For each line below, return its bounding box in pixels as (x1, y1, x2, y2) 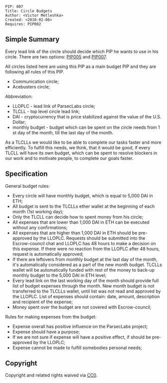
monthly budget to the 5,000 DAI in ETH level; (12, 272, 107, 278)
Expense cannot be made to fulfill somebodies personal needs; (12, 345, 142, 351)
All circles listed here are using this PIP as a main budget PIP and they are (5, 63, 156, 69)
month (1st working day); (12, 208, 64, 214)
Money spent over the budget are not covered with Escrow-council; (12, 304, 152, 310)
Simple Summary (5, 35, 60, 44)
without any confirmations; (12, 224, 68, 230)
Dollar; (12, 119, 26, 125)
